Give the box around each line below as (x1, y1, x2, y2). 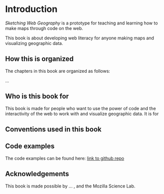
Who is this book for (5, 92, 69, 101)
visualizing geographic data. (5, 40, 63, 46)
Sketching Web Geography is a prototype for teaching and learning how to (5, 20, 158, 26)
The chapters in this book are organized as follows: (5, 68, 111, 74)
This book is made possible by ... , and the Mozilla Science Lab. (5, 183, 136, 189)
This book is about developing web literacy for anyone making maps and (5, 35, 155, 41)
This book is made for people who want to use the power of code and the (5, 105, 156, 111)
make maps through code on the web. (5, 25, 83, 31)
